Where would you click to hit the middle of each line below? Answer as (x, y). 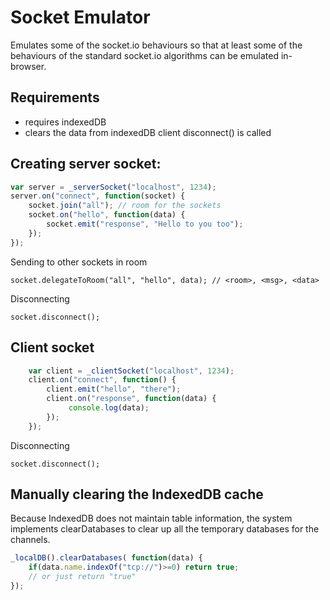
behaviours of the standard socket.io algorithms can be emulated (144, 55)
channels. (30, 540)
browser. (28, 66)
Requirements (55, 97)
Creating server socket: (86, 164)
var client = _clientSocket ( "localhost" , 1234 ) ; (131, 371)
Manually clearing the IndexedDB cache (137, 494)
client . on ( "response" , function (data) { (131, 399)
